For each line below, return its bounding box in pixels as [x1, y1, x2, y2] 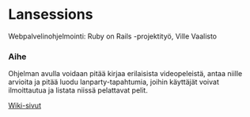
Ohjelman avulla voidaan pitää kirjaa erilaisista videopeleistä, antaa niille [8, 69, 243, 79]
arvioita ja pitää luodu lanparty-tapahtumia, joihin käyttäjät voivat [8, 77, 219, 87]
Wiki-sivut [8, 101, 42, 111]
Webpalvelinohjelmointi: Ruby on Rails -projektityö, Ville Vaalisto [8, 31, 218, 41]
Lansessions [8, 5, 93, 24]
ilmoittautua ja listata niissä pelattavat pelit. [8, 86, 148, 95]
